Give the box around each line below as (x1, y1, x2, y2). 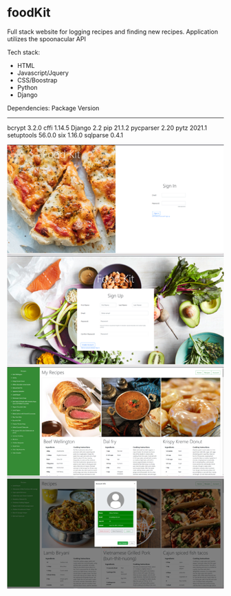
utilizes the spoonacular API (7, 34, 86, 43)
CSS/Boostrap (16, 76, 58, 84)
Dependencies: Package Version (7, 104, 100, 112)
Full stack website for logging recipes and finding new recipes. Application (7, 27, 219, 36)
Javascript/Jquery (16, 69, 69, 77)
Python (16, 83, 38, 91)
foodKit (7, 5, 51, 21)
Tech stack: (7, 48, 40, 56)
